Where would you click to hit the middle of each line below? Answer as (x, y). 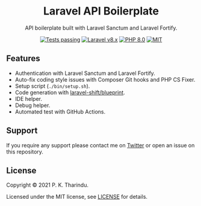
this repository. (25, 152)
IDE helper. (29, 98)
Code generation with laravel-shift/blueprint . (70, 92)
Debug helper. (32, 105)
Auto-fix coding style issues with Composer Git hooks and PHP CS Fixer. (105, 79)
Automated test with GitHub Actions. (60, 111)
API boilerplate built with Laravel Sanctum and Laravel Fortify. (101, 28)
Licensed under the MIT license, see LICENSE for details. (77, 197)
